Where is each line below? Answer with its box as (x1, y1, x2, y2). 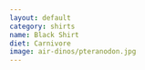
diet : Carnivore (9, 38, 71, 48)
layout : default (9, 13, 71, 23)
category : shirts (9, 22, 76, 31)
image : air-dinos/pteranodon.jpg (9, 47, 137, 56)
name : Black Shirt (9, 30, 79, 39)
